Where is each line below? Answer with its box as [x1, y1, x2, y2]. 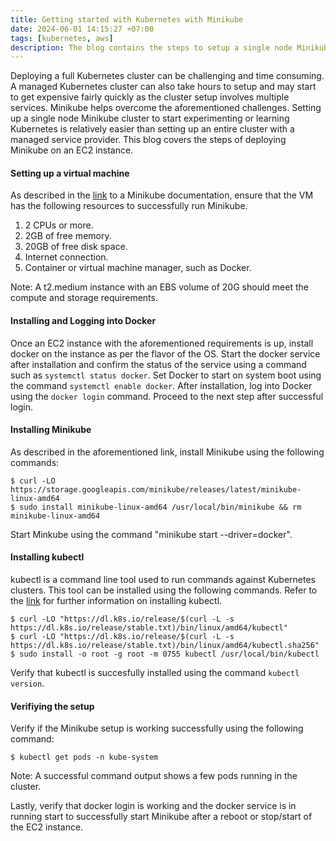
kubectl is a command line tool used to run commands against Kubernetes [10, 574, 316, 586]
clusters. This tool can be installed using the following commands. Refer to [10, 584, 318, 596]
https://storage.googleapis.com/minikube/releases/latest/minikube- [10, 484, 302, 495]
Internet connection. [24, 251, 109, 263]
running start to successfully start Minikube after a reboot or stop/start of [10, 811, 313, 823]
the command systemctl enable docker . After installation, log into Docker [10, 379, 313, 391]
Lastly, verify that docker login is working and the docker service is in [10, 800, 297, 812]
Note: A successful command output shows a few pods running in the [10, 770, 298, 782]
